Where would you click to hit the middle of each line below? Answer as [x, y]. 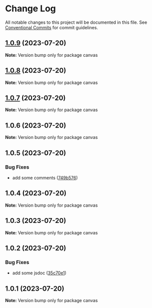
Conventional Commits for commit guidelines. [51, 27]
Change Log [30, 9]
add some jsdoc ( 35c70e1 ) [39, 273]
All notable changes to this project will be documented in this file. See [76, 22]
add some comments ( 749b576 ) [45, 177]
